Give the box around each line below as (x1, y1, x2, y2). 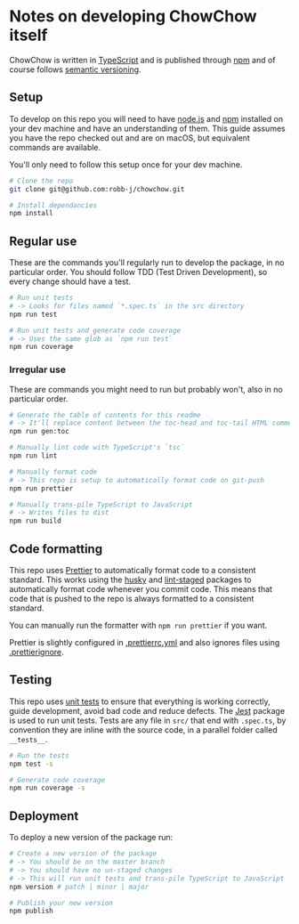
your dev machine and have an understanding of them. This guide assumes (9, 123, 287, 134)
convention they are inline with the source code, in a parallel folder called (9, 724, 278, 735)
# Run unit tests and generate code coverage (9, 326, 181, 335)
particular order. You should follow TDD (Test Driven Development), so (9, 267, 268, 278)
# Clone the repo (9, 176, 74, 185)
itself (9, 25, 48, 45)
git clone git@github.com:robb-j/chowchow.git (9, 184, 185, 193)
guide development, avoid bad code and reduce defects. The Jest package (9, 705, 286, 716)
